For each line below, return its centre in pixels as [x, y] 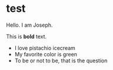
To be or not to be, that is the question [61, 61]
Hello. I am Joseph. [29, 25]
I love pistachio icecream [45, 48]
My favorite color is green [46, 54]
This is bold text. [26, 36]
